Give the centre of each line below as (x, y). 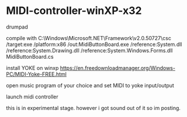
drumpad (17, 27)
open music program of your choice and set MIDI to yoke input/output (90, 85)
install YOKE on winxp (32, 68)
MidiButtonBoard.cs (30, 56)
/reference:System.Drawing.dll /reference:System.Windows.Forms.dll (89, 50)
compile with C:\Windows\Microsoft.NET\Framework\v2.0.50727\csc (89, 38)
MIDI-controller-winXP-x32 (74, 11)
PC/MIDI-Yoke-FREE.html (37, 74)
